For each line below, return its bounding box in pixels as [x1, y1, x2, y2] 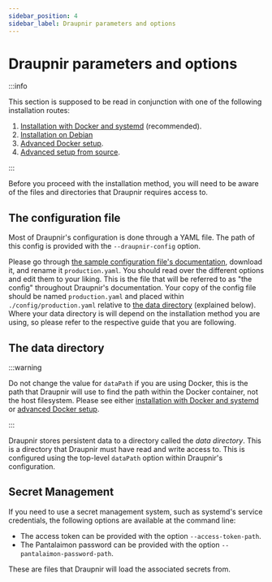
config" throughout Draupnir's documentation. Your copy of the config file [8, 283, 257, 293]
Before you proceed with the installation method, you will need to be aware [8, 179, 259, 189]
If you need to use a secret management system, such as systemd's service [8, 506, 263, 516]
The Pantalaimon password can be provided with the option [19, 540, 221, 549]
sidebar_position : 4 [8, 11, 79, 20]
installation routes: [8, 106, 71, 115]
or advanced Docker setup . [8, 404, 100, 415]
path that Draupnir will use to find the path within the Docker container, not [8, 387, 258, 397]
